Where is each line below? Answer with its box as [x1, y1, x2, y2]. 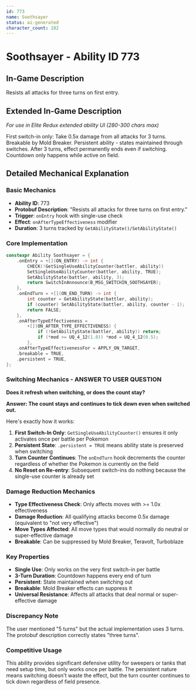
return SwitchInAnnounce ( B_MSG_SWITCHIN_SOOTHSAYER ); [27, 280, 161, 286]
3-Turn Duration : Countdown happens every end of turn [14, 573, 151, 580]
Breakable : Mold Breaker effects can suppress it [14, 585, 132, 592]
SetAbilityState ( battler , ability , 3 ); [27, 274, 125, 280]
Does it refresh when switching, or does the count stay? [6, 388, 146, 396]
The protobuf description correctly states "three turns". [6, 631, 140, 638]
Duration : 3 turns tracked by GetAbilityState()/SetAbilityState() [14, 224, 177, 232]
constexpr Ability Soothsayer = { [6, 253, 91, 259]
